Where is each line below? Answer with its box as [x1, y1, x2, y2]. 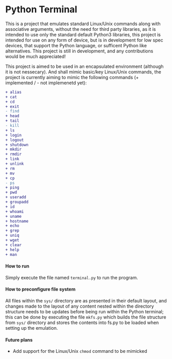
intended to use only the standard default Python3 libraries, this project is [5, 31, 161, 37]
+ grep [5, 228, 20, 233]
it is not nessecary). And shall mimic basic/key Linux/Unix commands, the [5, 68, 162, 75]
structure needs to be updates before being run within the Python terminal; [5, 308, 164, 314]
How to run [5, 263, 30, 269]
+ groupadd [5, 199, 29, 205]
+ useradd [5, 195, 27, 200]
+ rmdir [5, 152, 22, 157]
